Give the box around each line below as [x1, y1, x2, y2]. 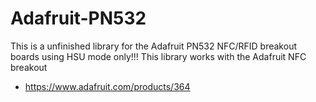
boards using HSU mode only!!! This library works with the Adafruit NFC [10, 50, 307, 62]
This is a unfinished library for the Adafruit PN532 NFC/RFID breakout [10, 40, 297, 52]
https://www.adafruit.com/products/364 [24, 80, 191, 92]
